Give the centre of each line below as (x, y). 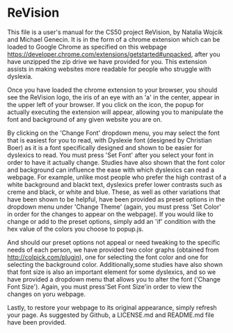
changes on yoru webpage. (46, 294)
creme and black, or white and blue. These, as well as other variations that (114, 192)
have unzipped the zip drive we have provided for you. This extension (107, 61)
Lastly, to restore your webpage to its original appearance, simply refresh (112, 307)
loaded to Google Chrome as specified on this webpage (87, 47)
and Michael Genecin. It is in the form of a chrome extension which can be (114, 39)
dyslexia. (20, 76)
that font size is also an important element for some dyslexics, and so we (112, 272)
